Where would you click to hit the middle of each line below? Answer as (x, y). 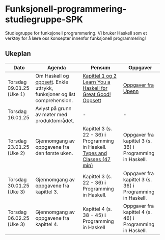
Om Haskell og (52, 76)
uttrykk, (44, 88)
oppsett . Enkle (52, 82)
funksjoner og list (55, 94)
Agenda (57, 67)
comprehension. (54, 100)
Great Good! (97, 94)
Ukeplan (18, 54)
